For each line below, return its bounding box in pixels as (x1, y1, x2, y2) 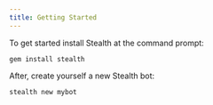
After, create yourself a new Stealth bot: (9, 70, 155, 81)
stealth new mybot (9, 87, 77, 96)
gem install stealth (9, 54, 86, 63)
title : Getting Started (9, 12, 98, 22)
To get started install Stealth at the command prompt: (9, 37, 204, 48)
